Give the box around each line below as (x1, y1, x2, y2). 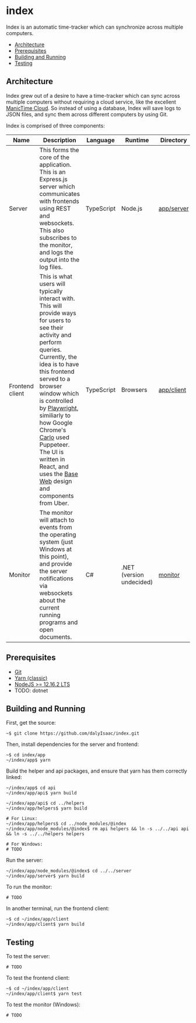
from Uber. (39, 499, 69, 507)
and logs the (39, 248, 74, 256)
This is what (39, 272, 73, 280)
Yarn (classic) (14, 674, 48, 681)
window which (39, 389, 79, 397)
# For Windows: (6, 841, 43, 848)
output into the (39, 256, 80, 264)
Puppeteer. (39, 440, 70, 449)
